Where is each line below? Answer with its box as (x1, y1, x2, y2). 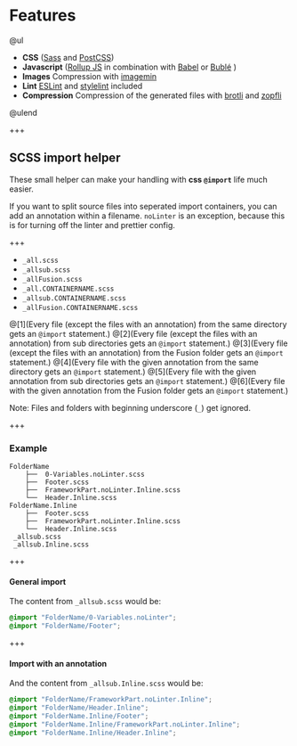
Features (9, 5, 76, 26)
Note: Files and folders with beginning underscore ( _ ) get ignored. (9, 402, 252, 413)
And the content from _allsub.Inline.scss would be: (9, 678, 204, 689)
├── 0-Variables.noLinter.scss (25, 470, 145, 480)
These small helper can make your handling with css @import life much (9, 174, 269, 184)
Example (9, 442, 48, 455)
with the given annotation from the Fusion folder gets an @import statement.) (9, 385, 289, 396)
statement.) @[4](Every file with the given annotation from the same (9, 357, 260, 367)
